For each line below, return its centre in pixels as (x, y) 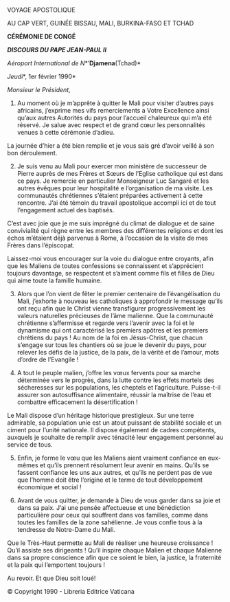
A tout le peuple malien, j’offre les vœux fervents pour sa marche (109, 373)
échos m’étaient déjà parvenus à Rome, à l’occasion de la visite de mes (107, 238)
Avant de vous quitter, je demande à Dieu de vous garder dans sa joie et (119, 500)
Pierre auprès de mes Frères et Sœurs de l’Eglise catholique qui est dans (120, 174)
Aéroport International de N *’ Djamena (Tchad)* (74, 63)
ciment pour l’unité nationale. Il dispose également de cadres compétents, (112, 430)
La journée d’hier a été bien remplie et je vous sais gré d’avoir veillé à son (111, 146)
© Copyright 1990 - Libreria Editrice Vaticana (71, 591)
